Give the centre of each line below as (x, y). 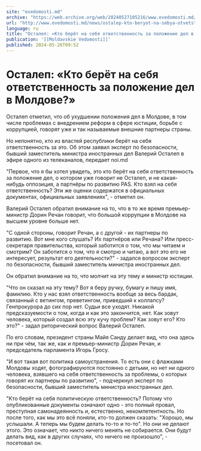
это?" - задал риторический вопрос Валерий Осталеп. (76, 326)
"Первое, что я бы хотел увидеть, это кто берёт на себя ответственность (100, 171)
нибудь (16, 184)
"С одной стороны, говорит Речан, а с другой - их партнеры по (87, 232)
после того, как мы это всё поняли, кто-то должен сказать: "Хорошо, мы (100, 417)
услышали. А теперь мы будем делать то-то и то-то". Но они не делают (98, 424)
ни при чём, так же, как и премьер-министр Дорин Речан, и (83, 343)
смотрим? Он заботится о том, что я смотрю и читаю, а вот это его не (96, 251)
